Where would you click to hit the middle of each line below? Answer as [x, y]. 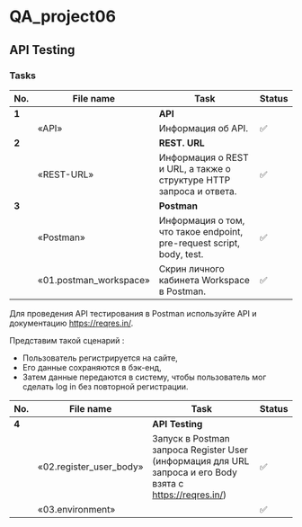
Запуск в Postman [191, 438]
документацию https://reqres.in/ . [71, 323]
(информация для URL [201, 460]
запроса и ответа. [198, 191]
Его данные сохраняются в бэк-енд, [92, 367]
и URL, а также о [195, 168]
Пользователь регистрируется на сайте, [100, 358]
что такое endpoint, [201, 231]
